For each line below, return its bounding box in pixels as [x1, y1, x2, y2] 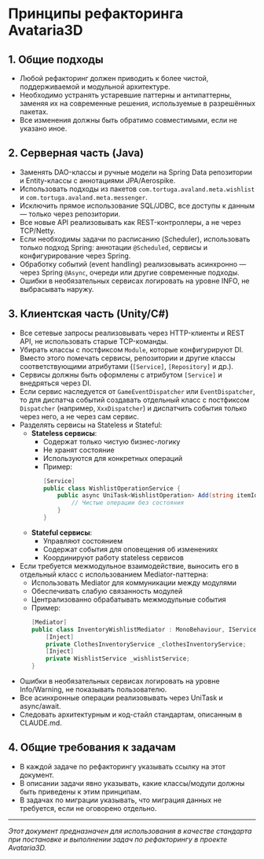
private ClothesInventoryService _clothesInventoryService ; [46, 640, 247, 648]
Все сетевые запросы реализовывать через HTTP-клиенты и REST [19, 328, 245, 337]
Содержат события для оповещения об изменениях [42, 544, 218, 554]
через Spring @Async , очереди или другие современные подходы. [19, 267, 240, 277]
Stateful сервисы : [31, 528, 93, 537]
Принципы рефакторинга [8, 5, 184, 23]
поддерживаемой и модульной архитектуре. [19, 82, 170, 91]
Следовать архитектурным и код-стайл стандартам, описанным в [19, 710, 243, 719]
